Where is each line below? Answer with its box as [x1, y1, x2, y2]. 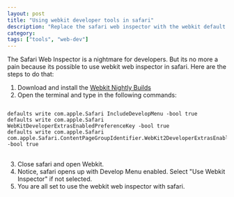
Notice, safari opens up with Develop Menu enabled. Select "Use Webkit [17, 168, 226, 176]
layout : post [7, 10, 45, 17]
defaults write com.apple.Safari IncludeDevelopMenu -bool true [7, 111, 198, 118]
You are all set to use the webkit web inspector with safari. [17, 182, 185, 191]
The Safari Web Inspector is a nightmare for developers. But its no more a [7, 55, 218, 63]
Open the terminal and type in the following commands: [17, 91, 177, 100]
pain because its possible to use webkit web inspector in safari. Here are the [7, 63, 226, 71]
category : [7, 29, 36, 37]
